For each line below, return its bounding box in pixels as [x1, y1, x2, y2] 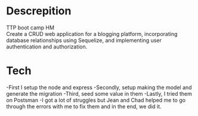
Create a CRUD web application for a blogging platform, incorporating [6, 30, 178, 37]
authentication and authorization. [6, 43, 88, 50]
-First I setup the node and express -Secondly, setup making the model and [6, 84, 192, 91]
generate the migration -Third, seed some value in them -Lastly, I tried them [6, 90, 192, 97]
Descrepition [6, 4, 72, 18]
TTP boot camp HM [6, 24, 55, 31]
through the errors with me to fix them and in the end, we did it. [6, 103, 162, 110]
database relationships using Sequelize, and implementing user [6, 36, 162, 44]
